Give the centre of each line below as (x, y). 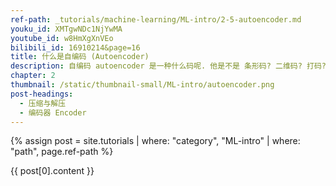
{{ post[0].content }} (52, 171)
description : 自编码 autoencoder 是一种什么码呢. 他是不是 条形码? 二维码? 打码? (168, 66)
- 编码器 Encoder (53, 112)
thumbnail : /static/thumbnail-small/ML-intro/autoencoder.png (142, 85)
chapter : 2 (33, 76)
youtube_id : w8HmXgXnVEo (62, 38)
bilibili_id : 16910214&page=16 (75, 47)
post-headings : (42, 94)
